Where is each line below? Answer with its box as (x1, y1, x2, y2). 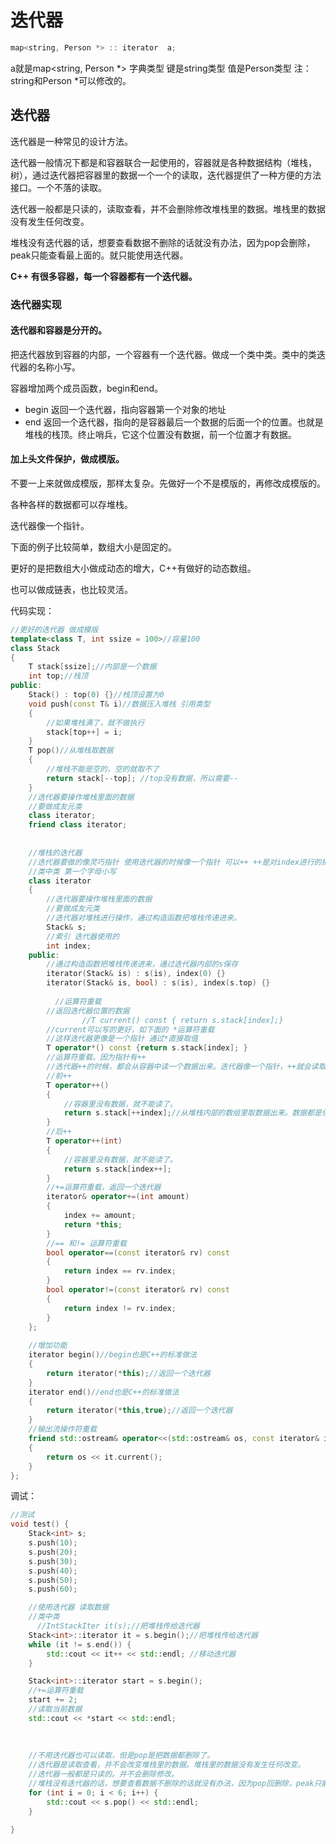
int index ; (46, 941, 92, 951)
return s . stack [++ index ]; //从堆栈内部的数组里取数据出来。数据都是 (63, 1108, 323, 1118)
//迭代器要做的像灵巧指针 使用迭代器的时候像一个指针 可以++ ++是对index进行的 (28, 857, 322, 867)
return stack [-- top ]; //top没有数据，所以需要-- (46, 773, 239, 783)
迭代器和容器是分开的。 (10, 324, 107, 336)
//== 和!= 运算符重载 (46, 1238, 127, 1248)
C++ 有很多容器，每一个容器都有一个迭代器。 (10, 270, 198, 282)
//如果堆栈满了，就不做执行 (46, 717, 145, 728)
